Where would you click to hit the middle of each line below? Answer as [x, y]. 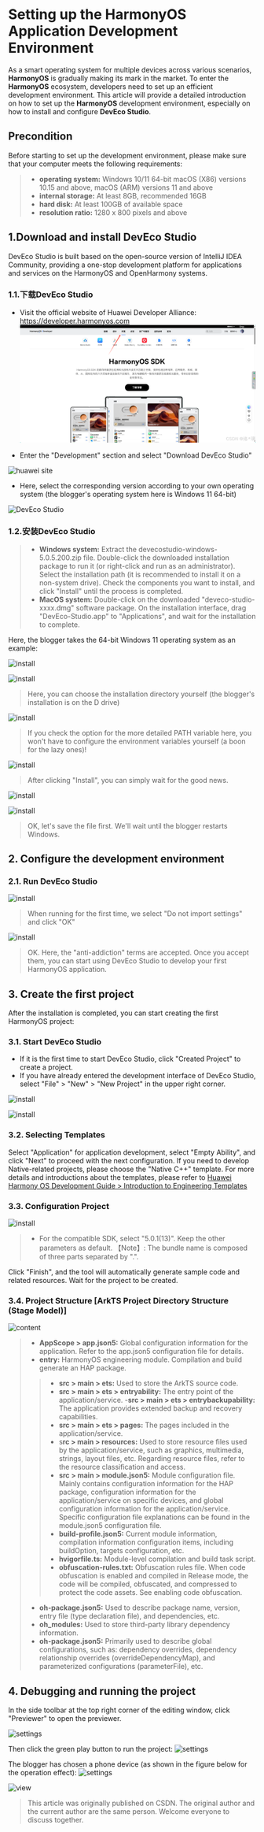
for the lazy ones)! [57, 749]
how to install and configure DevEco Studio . [80, 111]
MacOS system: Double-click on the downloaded [119, 599]
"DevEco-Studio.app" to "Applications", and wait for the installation [147, 616]
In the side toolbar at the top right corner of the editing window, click [119, 1710]
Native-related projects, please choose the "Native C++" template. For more [131, 1169]
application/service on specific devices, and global [141, 1500]
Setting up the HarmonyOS [97, 15]
